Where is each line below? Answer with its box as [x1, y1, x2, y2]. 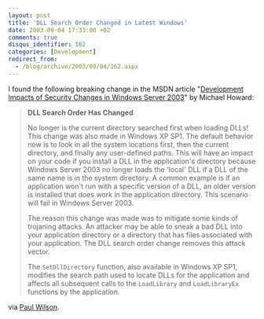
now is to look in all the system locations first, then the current [27, 139, 229, 149]
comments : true [8, 33, 58, 42]
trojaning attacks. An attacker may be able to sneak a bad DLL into [27, 222, 243, 231]
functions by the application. [27, 287, 120, 296]
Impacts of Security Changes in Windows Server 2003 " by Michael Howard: [8, 92, 255, 102]
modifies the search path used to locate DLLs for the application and [27, 270, 250, 280]
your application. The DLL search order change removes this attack [27, 238, 246, 247]
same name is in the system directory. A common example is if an [27, 173, 240, 182]
